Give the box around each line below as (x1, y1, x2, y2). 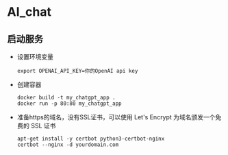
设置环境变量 (16, 53, 53, 60)
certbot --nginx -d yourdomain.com (16, 141, 119, 148)
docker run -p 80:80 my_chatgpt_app (16, 100, 122, 107)
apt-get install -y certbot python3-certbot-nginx (16, 135, 165, 142)
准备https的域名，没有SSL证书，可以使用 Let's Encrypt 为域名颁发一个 (16, 113, 216, 121)
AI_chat (7, 4, 52, 20)
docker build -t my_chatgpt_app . (16, 94, 116, 101)
